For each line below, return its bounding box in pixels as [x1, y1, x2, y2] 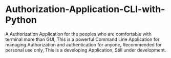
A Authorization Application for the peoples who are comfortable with [5, 31, 152, 37]
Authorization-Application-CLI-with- [5, 4, 165, 15]
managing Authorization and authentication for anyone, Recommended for [5, 41, 162, 47]
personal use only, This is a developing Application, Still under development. [5, 47, 166, 53]
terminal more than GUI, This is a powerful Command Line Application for [5, 36, 160, 42]
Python [5, 14, 37, 26]
